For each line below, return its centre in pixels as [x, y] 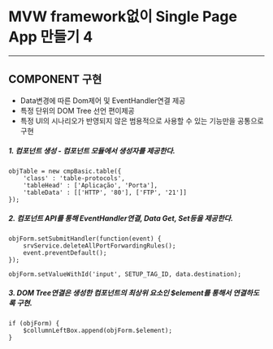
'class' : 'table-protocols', [74, 178]
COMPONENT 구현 [55, 79]
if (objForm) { [34, 323]
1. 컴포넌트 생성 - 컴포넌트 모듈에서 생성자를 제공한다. [92, 151]
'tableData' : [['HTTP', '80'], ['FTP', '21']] [105, 192]
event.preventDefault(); [65, 252]
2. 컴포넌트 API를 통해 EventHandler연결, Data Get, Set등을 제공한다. [121, 218]
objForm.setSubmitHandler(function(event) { [85, 239]
